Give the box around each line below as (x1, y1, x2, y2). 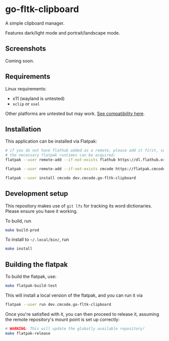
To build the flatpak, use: (5, 274, 57, 280)
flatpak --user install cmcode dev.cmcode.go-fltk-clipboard (5, 175, 136, 180)
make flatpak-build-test (5, 283, 57, 288)
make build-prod (5, 228, 39, 233)
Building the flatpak (5, 260, 68, 269)
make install (5, 246, 33, 252)
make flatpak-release (5, 330, 51, 336)
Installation (5, 125, 41, 134)
